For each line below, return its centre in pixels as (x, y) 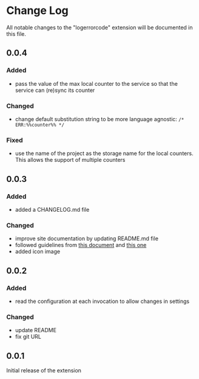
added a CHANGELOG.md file (52, 209)
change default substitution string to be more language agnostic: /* (99, 119)
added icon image (38, 252)
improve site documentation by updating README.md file (87, 238)
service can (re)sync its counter (55, 90)
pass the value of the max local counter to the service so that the (96, 83)
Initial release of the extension (44, 370)
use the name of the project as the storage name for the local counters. (104, 153)
